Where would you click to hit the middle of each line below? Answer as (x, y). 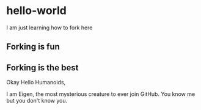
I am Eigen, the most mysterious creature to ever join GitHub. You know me (101, 94)
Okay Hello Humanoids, (36, 82)
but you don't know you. (37, 101)
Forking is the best (42, 68)
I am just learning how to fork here (49, 28)
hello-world (37, 11)
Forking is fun (33, 47)
